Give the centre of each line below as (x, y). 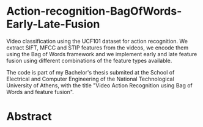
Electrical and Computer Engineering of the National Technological (90, 79)
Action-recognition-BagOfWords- (94, 11)
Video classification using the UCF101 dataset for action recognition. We (97, 41)
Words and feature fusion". (40, 92)
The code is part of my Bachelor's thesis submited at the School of (90, 72)
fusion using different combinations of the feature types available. (89, 60)
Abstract (29, 117)
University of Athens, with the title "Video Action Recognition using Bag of (99, 85)
